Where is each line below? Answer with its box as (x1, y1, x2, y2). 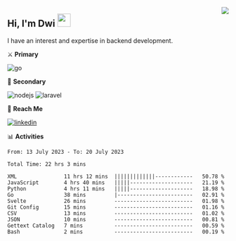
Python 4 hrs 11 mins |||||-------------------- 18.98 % (7, 185, 225, 193)
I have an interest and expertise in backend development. (7, 36, 173, 45)
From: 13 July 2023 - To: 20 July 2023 (7, 148, 124, 155)
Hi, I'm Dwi (7, 18, 55, 30)
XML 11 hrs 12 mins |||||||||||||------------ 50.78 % (7, 173, 225, 180)
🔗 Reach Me (7, 104, 44, 112)
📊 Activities (7, 132, 44, 141)
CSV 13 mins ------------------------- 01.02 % (7, 209, 225, 217)
